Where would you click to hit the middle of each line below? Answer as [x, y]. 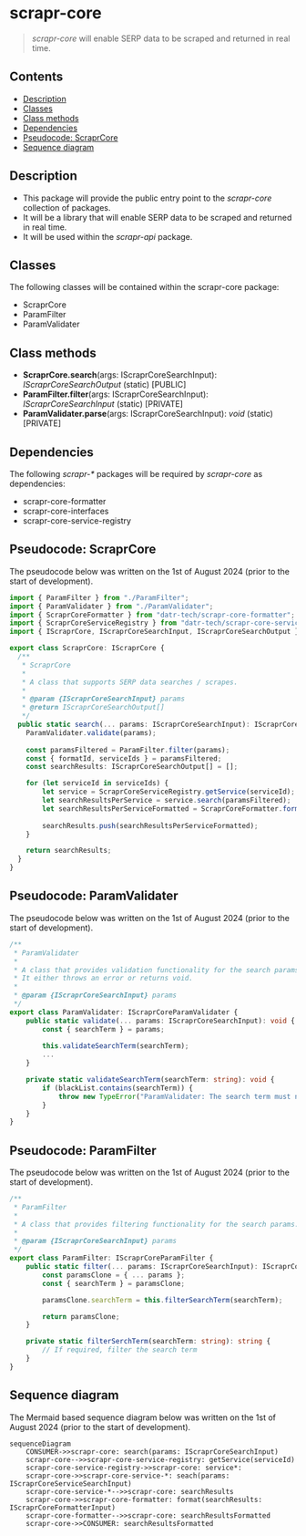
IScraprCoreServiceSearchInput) [71, 1484]
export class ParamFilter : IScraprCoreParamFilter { [112, 1258]
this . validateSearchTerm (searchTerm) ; [116, 1046]
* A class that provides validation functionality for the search [142, 970]
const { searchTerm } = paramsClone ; [113, 1283]
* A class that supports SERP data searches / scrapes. [130, 682]
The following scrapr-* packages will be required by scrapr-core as [136, 474]
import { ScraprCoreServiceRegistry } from [93, 623]
